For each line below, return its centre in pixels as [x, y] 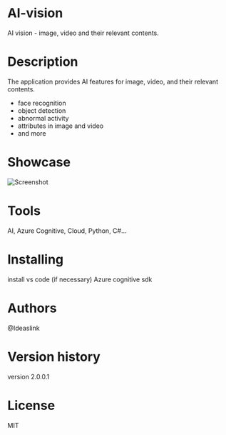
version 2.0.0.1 [29, 376]
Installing [36, 259]
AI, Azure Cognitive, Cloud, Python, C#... [67, 231]
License [31, 405]
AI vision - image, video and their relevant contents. [83, 33]
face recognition [42, 103]
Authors [32, 308]
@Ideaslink [24, 328]
